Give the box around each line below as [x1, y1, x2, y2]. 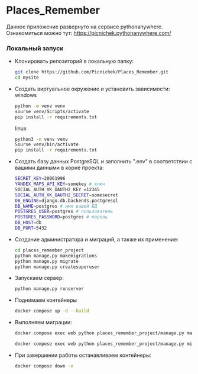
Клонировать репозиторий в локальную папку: [14, 57, 134, 65]
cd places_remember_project [14, 247, 84, 253]
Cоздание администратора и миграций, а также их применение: [14, 236, 178, 243]
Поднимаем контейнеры [14, 296, 77, 304]
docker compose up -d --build [14, 308, 90, 314]
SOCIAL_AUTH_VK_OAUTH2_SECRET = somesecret [14, 192, 119, 198]
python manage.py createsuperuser [14, 264, 100, 270]
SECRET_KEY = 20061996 [14, 176, 66, 182]
